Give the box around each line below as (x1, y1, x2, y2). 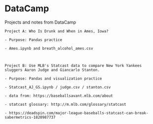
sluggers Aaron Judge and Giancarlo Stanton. (4, 67, 100, 72)
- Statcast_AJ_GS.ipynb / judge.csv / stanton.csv (4, 85, 111, 90)
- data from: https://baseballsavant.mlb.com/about (4, 93, 113, 98)
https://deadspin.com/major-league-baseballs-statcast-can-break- (9, 110, 149, 116)
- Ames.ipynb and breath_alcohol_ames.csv (4, 46, 93, 51)
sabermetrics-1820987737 (4, 115, 56, 120)
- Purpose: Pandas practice (4, 37, 63, 42)
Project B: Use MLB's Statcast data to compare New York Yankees (4, 63, 142, 68)
